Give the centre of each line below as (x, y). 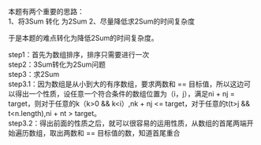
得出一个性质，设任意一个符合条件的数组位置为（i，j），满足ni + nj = (125, 94)
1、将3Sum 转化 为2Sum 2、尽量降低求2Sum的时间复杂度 (102, 21)
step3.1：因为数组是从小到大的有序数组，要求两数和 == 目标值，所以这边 (126, 84)
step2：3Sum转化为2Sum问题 (57, 64)
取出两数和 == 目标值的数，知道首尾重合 (115, 133)
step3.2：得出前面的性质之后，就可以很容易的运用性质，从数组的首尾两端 (127, 123)
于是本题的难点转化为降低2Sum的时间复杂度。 (84, 38)
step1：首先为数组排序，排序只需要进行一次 (79, 54)
